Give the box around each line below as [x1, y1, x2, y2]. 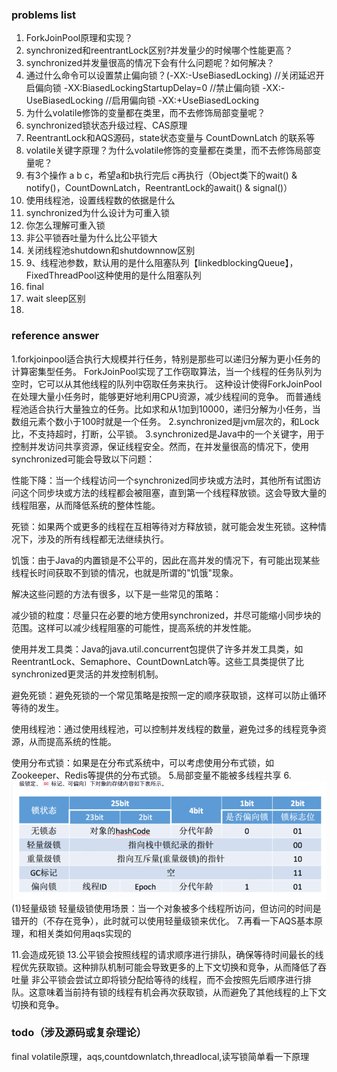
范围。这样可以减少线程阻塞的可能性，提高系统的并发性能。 [11, 621, 257, 633]
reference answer [11, 329, 100, 343]
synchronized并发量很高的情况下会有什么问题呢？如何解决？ [25, 57, 275, 69]
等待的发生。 [11, 701, 64, 713]
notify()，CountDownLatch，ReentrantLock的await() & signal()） [25, 182, 293, 194]
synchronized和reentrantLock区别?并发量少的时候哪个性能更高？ [25, 44, 294, 57]
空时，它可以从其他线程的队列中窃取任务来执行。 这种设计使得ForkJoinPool [11, 378, 323, 390]
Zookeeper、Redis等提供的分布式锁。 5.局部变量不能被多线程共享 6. [11, 769, 292, 781]
